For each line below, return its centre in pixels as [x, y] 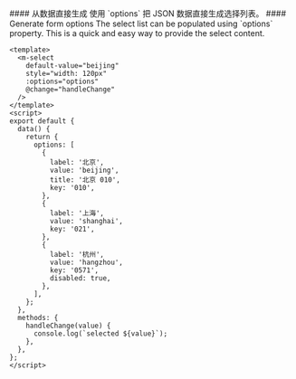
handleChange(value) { [68, 326]
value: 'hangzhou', [86, 262]
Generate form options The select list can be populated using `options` [141, 24]
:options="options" [62, 81]
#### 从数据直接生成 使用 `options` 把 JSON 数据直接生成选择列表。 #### [148, 14]
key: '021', [72, 229]
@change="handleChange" [71, 90]
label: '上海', [76, 213]
